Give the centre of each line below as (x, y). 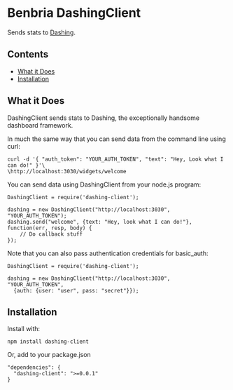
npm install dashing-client (48, 342)
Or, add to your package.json (49, 355)
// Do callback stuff (51, 234)
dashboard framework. (40, 125)
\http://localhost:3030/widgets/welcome (67, 171)
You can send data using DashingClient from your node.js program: (104, 184)
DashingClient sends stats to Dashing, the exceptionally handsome (104, 118)
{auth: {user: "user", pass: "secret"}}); (76, 290)
